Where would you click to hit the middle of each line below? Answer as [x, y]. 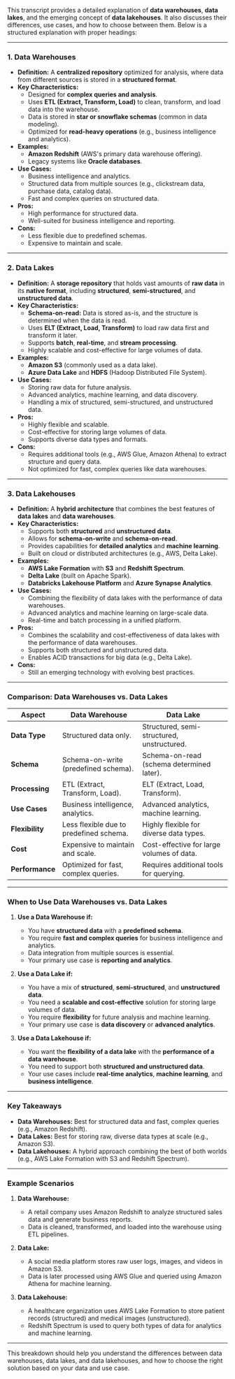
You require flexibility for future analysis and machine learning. [119, 1017]
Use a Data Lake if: [45, 974]
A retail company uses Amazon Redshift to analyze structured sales [125, 1212]
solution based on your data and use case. [69, 1368]
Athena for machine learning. [70, 1284]
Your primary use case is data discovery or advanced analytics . [121, 1024]
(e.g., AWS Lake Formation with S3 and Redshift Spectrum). [103, 1158]
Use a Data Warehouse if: [55, 917]
